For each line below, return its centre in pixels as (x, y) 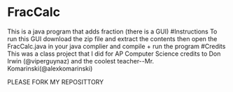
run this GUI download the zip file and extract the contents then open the (112, 38)
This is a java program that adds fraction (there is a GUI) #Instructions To (112, 31)
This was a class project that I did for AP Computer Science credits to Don (114, 54)
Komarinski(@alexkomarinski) (50, 68)
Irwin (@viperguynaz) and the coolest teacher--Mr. (81, 61)
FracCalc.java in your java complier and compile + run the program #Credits (116, 46)
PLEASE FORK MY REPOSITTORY (56, 82)
